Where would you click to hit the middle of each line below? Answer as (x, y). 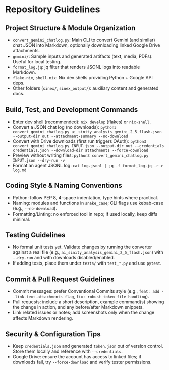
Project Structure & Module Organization (70, 28)
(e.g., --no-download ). (35, 208)
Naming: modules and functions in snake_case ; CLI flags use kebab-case (88, 203)
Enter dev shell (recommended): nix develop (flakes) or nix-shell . (82, 122)
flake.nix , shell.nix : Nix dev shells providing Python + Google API (82, 77)
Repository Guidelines (53, 9)
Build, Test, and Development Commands (72, 110)
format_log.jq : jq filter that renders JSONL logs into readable (76, 67)
